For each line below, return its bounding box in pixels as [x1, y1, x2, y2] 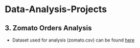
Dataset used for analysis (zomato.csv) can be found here [12, 37, 135, 43]
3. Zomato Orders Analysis [5, 24, 92, 32]
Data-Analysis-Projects [5, 4, 107, 15]
